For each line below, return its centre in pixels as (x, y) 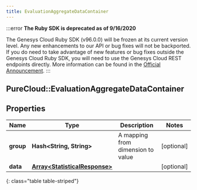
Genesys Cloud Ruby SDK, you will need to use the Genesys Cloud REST (94, 58)
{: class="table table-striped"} (43, 181)
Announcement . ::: (28, 70)
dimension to (136, 150)
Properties (26, 109)
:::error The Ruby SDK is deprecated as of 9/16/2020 (71, 28)
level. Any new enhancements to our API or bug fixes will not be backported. (98, 46)
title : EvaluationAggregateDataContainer (57, 11)
